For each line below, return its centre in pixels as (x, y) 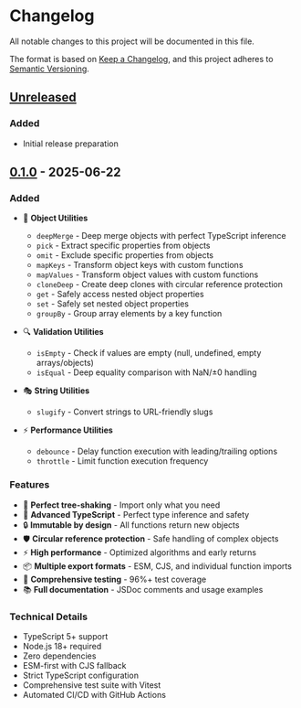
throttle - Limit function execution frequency (122, 461)
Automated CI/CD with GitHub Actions (94, 694)
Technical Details (49, 617)
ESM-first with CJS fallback (74, 665)
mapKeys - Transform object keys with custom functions (140, 265)
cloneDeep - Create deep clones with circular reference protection (160, 284)
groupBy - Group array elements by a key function (129, 314)
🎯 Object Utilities (55, 218)
